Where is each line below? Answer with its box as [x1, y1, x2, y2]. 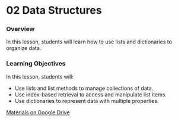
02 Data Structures [6, 4, 102, 17]
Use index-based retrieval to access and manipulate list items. [14, 90, 167, 98]
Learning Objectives [6, 60, 66, 68]
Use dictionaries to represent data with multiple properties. [14, 97, 159, 104]
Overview [6, 25, 35, 33]
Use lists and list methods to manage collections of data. [14, 85, 154, 92]
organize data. [6, 45, 42, 52]
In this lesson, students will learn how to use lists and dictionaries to [6, 38, 172, 45]
